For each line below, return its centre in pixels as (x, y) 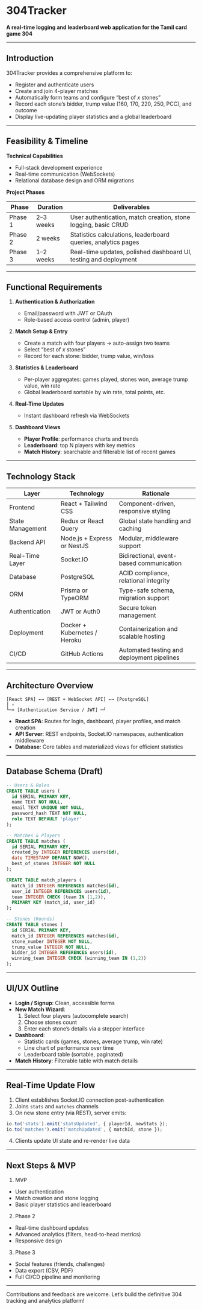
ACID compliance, (144, 573)
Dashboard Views (38, 427)
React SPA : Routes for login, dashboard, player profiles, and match (98, 721)
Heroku (71, 641)
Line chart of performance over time (69, 1047)
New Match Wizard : (40, 1009)
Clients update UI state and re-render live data (72, 1141)
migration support (144, 598)
